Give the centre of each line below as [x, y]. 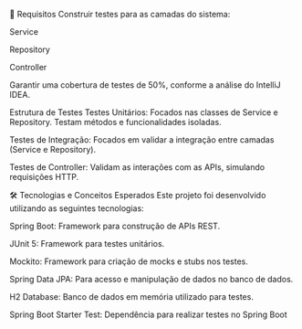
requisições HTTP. [44, 177]
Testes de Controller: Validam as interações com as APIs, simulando [137, 167]
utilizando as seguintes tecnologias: [77, 208]
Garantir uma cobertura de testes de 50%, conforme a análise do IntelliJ [145, 85]
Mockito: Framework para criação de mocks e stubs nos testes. [129, 261]
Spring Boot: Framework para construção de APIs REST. [115, 226]
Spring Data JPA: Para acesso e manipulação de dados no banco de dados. [151, 279]
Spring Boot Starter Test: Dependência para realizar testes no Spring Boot [148, 314]
